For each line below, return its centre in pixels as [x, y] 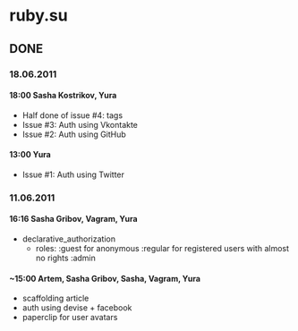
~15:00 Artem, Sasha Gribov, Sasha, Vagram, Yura [105, 278]
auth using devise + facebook [77, 308]
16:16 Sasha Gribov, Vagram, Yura [73, 219]
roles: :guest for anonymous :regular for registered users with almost [162, 249]
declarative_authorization [69, 239]
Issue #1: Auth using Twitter [73, 174]
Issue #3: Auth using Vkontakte [80, 124]
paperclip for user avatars [70, 318]
